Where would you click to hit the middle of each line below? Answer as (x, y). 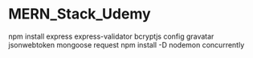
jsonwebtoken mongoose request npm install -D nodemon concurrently (126, 44)
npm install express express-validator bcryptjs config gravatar (111, 36)
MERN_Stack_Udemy (80, 14)
